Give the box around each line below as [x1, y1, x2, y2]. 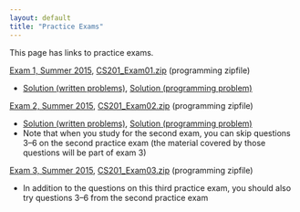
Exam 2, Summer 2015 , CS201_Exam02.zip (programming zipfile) [9, 100, 253, 111]
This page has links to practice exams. [9, 47, 154, 58]
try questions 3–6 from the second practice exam [22, 192, 209, 203]
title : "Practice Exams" [9, 22, 104, 31]
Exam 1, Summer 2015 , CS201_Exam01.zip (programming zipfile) [9, 65, 251, 76]
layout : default [9, 13, 71, 23]
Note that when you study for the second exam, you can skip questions [22, 127, 291, 138]
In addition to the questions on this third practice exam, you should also [22, 182, 292, 193]
